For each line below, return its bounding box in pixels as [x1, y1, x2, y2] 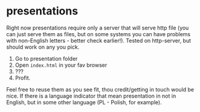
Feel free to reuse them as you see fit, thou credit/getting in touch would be [6, 86, 195, 93]
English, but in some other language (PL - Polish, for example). [6, 98, 162, 106]
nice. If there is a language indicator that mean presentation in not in [6, 92, 176, 99]
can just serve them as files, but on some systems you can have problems [6, 30, 191, 37]
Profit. [15, 74, 31, 81]
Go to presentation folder [15, 55, 78, 62]
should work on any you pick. [6, 43, 80, 51]
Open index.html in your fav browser [15, 61, 108, 69]
